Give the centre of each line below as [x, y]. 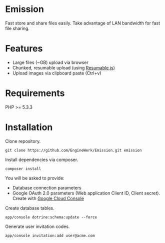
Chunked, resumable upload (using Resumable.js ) [63, 67]
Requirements [35, 93]
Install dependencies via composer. [42, 159]
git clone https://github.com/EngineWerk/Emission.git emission [73, 150]
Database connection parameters [47, 187]
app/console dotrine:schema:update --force [51, 217]
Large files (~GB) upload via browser [50, 62]
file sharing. [17, 28]
